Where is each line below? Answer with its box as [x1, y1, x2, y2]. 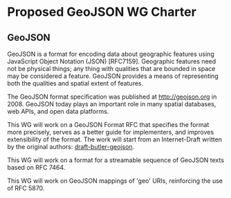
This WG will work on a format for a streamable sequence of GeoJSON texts [7, 156, 225, 164]
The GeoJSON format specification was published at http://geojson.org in [7, 92, 217, 101]
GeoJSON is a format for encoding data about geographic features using [7, 50, 214, 58]
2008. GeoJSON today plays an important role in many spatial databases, [7, 100, 216, 108]
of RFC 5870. [7, 184, 45, 192]
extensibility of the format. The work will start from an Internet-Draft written [7, 135, 223, 143]
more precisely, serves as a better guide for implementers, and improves [7, 128, 214, 136]
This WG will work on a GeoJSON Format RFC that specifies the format [7, 121, 210, 128]
